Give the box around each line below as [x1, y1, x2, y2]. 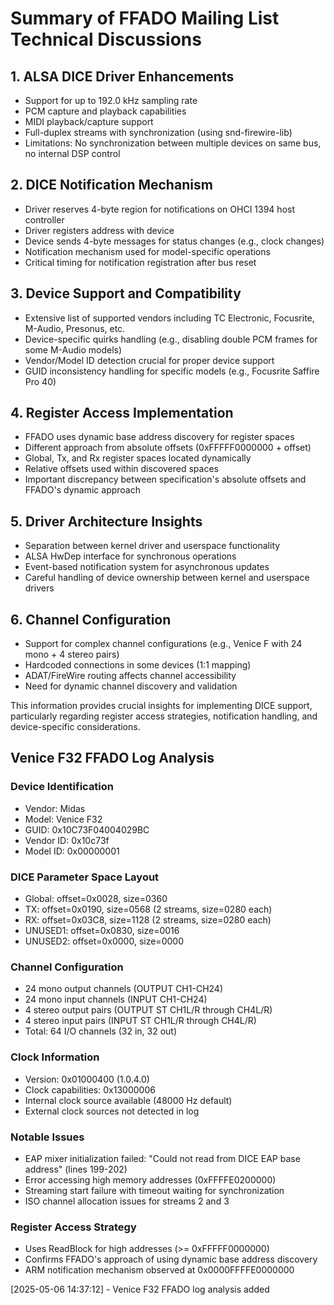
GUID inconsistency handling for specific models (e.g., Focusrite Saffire [24, 365, 320, 377]
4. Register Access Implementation [10, 405, 234, 422]
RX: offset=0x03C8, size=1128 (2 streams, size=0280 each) [24, 914, 272, 926]
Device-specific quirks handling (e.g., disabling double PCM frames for [24, 333, 318, 345]
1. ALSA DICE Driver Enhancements [10, 68, 235, 85]
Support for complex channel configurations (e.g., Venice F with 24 [24, 638, 303, 650]
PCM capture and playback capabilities [24, 105, 187, 117]
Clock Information [10, 1050, 100, 1064]
